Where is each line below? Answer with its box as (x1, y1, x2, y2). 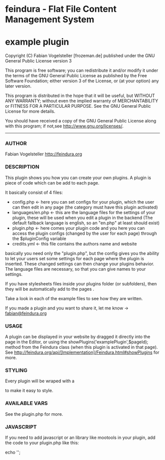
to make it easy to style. (5, 388, 54, 394)
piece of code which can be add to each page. (5, 180, 100, 185)
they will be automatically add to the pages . (5, 286, 94, 292)
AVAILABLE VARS (5, 400, 48, 407)
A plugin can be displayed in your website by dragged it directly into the (5, 334, 151, 340)
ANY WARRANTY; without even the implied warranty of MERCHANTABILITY (5, 98, 159, 104)
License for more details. (5, 108, 55, 114)
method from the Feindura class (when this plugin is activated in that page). (5, 344, 158, 350)
